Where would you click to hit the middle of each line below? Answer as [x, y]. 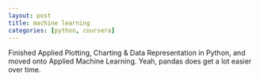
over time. [25, 70]
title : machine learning [49, 23]
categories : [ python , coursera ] [61, 30]
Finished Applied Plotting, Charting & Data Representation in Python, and [127, 53]
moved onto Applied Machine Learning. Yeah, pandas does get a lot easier [130, 61]
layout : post [30, 15]
